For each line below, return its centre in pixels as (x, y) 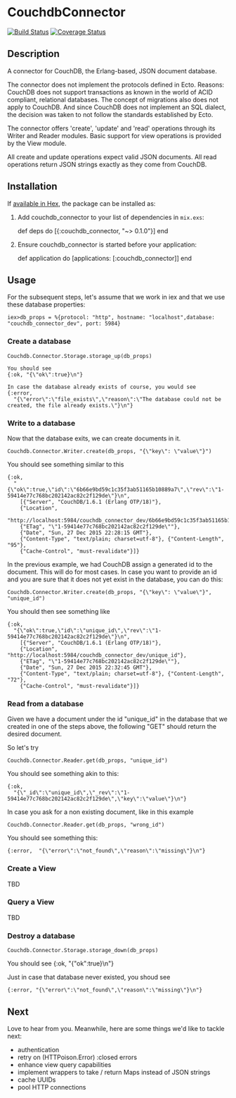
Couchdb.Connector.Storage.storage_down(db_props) (83, 951)
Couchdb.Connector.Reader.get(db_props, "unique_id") (88, 761)
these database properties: (46, 304)
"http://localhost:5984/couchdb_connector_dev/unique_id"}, (97, 655)
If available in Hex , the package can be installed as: (81, 203)
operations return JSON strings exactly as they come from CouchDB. (107, 164)
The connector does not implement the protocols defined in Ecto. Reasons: (116, 85)
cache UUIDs (37, 1080)
